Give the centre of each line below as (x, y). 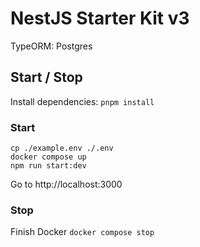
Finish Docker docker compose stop (82, 232)
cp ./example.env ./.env (62, 148)
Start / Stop (46, 77)
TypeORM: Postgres (51, 46)
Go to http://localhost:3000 (66, 184)
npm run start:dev (48, 166)
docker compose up (48, 157)
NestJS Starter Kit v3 (100, 18)
